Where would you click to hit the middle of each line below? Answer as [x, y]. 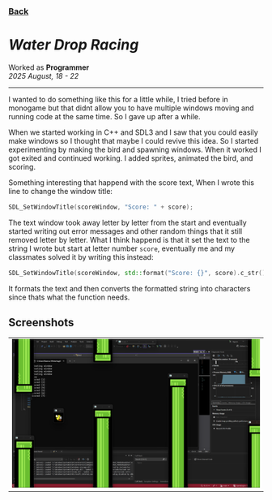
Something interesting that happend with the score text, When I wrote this [132, 182]
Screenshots [41, 323]
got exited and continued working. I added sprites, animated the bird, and [131, 158]
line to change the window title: [61, 191]
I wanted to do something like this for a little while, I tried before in [118, 99]
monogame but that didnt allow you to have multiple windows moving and [131, 108]
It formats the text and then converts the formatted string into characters [130, 288]
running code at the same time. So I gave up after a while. [104, 116]
